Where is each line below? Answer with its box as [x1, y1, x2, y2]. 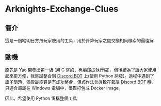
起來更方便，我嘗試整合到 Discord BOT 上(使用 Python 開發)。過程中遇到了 [5, 73, 154, 78]
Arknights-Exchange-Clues [5, 3, 119, 15]
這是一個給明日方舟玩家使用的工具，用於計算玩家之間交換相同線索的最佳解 [5, 38, 154, 43]
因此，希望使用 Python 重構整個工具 [5, 95, 77, 101]
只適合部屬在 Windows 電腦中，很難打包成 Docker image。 [5, 85, 123, 91]
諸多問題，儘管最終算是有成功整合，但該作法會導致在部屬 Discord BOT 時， [5, 79, 156, 85]
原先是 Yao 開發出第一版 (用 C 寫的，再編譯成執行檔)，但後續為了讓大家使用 [5, 67, 157, 73]
